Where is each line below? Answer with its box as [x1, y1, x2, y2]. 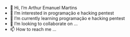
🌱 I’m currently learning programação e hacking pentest [9, 15, 125, 21]
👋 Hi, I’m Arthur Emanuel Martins [9, 5, 77, 10]
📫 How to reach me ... [9, 26, 56, 32]
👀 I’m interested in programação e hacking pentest [9, 10, 114, 16]
